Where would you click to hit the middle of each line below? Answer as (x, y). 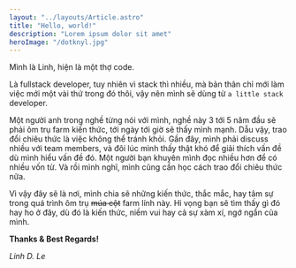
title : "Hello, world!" (53, 26)
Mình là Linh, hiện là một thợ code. (72, 67)
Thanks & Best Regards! (54, 239)
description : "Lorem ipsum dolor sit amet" (91, 34)
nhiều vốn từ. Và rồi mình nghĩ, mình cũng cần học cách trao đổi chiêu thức (146, 167)
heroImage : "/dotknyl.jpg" (59, 42)
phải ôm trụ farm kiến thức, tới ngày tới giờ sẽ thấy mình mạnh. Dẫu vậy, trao (148, 130)
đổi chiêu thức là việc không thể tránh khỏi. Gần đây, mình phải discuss (139, 139)
